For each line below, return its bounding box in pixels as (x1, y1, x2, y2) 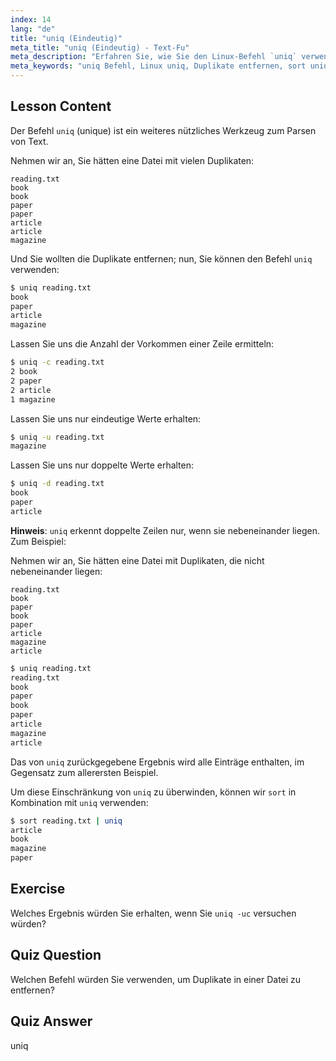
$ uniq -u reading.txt (10, 432, 105, 442)
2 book (10, 367, 38, 377)
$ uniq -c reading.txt (10, 357, 105, 368)
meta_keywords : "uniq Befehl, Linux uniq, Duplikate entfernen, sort (10, 61, 307, 71)
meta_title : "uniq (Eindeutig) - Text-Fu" (10, 42, 190, 53)
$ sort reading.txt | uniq (10, 816, 123, 826)
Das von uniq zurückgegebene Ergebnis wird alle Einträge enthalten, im (10, 756, 305, 768)
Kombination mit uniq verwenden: (10, 796, 149, 808)
